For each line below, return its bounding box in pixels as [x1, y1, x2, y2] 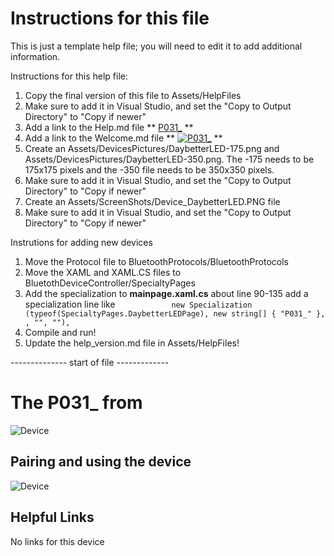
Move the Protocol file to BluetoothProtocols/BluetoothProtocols [24, 255, 289, 267]
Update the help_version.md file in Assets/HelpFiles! [24, 337, 240, 349]
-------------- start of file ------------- [10, 356, 170, 368]
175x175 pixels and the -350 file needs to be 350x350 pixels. [24, 163, 275, 176]
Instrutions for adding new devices [10, 236, 153, 248]
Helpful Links [10, 509, 95, 526]
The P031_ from [10, 392, 143, 414]
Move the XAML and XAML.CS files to [24, 266, 182, 278]
